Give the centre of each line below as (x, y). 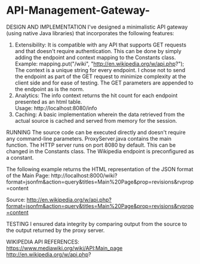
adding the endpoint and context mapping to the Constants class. (95, 57)
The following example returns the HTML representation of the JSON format (100, 169)
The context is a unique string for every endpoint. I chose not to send (100, 70)
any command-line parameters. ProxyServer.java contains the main (89, 138)
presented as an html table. (48, 101)
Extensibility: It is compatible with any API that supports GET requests (101, 45)
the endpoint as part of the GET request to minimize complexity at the (101, 76)
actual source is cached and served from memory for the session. (96, 120)
